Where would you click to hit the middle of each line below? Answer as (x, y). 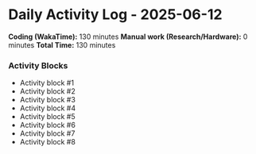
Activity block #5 (47, 117)
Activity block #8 (47, 142)
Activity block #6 (47, 125)
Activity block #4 (48, 108)
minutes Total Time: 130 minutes (62, 44)
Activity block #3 (47, 100)
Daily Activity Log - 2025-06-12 (115, 15)
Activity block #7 (47, 133)
